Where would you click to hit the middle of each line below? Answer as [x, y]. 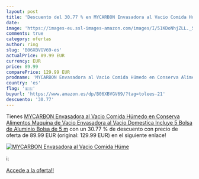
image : [14, 28]
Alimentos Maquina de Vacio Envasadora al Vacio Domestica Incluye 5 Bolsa [99, 122]
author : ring [22, 45]
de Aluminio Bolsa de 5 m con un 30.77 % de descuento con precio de [92, 129]
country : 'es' [24, 83]
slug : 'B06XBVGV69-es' [34, 50]
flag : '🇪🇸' [21, 89]
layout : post [22, 12]
